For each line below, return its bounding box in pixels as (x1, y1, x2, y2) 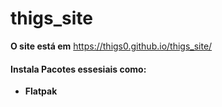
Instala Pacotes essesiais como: (10, 63, 147, 75)
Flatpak (24, 85, 58, 97)
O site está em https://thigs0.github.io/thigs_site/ (10, 40, 213, 52)
